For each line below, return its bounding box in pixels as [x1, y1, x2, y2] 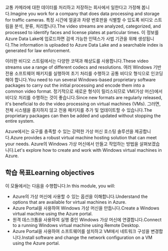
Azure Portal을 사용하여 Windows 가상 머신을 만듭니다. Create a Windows [12, 205, 159, 211]
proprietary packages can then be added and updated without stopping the [5, 113, 161, 119]
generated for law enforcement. [5, 48, 71, 54]
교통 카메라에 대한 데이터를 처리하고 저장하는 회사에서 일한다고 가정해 [5, 5, 140, 10]
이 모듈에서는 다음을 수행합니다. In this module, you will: [5, 182, 115, 189]
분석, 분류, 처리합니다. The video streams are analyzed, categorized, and [14, 23, 161, 29]
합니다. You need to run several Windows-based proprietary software [14, 77, 156, 83]
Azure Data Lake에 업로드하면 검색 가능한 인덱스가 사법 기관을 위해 [5, 36, 137, 42]
